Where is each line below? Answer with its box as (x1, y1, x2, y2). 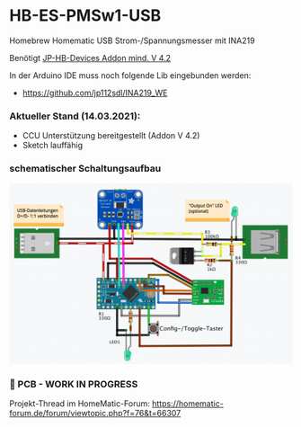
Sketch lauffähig (22, 140, 84, 151)
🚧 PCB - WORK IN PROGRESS (9, 378, 138, 390)
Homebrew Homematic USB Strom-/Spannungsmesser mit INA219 (9, 35, 255, 46)
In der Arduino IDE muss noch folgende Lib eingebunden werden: (9, 69, 252, 81)
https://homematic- (151, 398, 225, 409)
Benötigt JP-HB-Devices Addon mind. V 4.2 (9, 52, 172, 63)
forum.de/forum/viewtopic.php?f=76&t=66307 (9, 408, 181, 419)
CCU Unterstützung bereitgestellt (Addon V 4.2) (22, 130, 200, 141)
